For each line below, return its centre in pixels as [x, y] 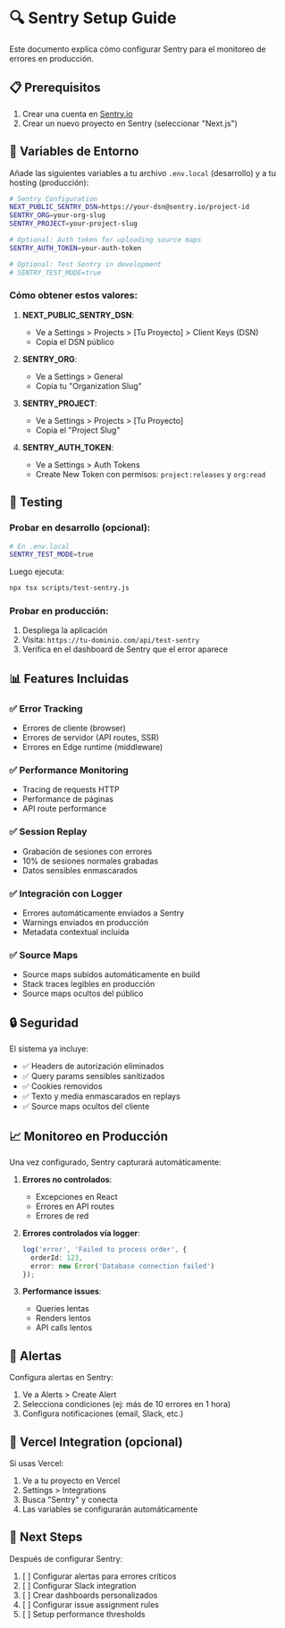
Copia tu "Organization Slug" [89, 385]
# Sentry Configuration [54, 198]
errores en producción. [51, 58]
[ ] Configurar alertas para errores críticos [99, 1576]
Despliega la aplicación [65, 630]
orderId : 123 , [57, 1258]
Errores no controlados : [67, 1179]
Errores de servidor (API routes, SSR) [90, 738]
